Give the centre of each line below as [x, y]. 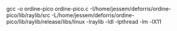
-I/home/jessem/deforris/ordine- [131, 9]
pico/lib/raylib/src [28, 15]
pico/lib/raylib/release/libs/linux [46, 22]
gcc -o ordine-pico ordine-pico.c [48, 9]
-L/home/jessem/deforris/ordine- [93, 15]
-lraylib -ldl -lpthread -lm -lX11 [124, 22]
